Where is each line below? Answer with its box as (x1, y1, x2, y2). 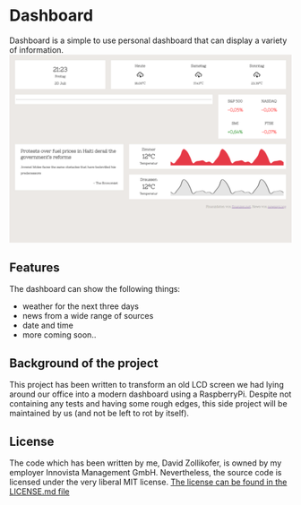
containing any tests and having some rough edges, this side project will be (9, 398, 288, 409)
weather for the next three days (21, 301, 139, 312)
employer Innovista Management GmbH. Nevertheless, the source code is (9, 467, 282, 478)
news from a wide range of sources (21, 311, 154, 321)
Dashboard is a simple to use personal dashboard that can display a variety (9, 35, 288, 46)
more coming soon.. (21, 330, 97, 340)
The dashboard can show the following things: (9, 284, 181, 295)
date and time (21, 320, 73, 331)
